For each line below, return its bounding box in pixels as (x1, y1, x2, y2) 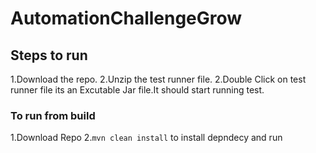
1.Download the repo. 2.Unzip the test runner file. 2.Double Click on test (10, 73, 307, 85)
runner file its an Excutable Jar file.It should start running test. (10, 84, 265, 96)
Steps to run (10, 47, 88, 64)
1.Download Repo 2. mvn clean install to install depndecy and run (10, 132, 283, 144)
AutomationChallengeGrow (10, 7, 243, 30)
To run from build (10, 108, 96, 122)
